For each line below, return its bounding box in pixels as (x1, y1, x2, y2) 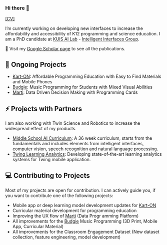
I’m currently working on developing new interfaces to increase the (5, 25, 143, 31)
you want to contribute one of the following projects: (5, 192, 113, 199)
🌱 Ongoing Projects (5, 60, 66, 69)
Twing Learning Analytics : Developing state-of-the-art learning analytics (12, 151, 162, 157)
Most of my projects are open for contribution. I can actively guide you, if (5, 187, 156, 193)
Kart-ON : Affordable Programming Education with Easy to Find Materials (12, 73, 161, 79)
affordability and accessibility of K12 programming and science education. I (5, 31, 160, 37)
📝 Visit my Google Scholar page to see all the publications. (5, 46, 126, 52)
